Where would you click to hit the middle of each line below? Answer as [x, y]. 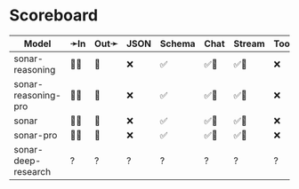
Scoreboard [54, 16]
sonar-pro [36, 135]
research [32, 171]
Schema [178, 43]
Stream [249, 43]
